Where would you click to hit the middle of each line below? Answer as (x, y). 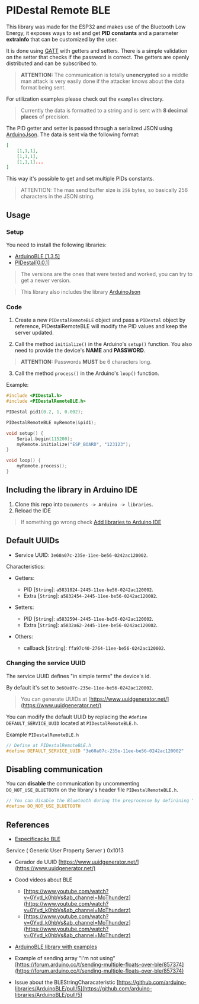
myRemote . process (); (42, 466)
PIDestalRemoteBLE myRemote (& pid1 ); (51, 422)
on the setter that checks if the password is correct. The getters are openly (98, 57)
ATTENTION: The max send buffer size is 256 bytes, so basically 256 (104, 190)
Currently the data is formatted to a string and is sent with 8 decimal (104, 110)
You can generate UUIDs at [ (55, 699)
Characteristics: (25, 566)
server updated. (34, 333)
